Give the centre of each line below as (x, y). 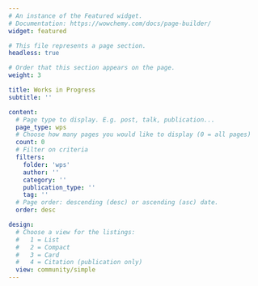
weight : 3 (25, 75)
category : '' (45, 180)
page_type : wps (41, 127)
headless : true (34, 53)
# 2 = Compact (43, 247)
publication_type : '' (59, 187)
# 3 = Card (38, 255)
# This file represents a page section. (78, 45)
